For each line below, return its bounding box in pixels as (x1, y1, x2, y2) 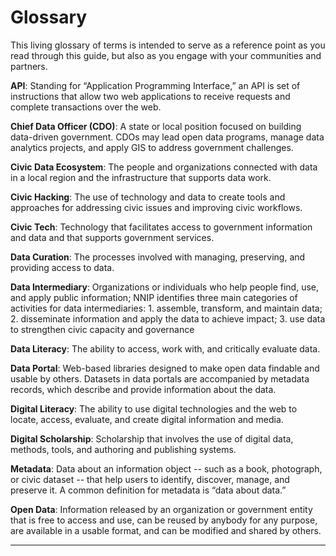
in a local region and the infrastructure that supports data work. (10, 171, 272, 183)
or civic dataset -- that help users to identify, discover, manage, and (10, 473, 290, 485)
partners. (10, 60, 48, 72)
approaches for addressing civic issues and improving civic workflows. (10, 201, 303, 213)
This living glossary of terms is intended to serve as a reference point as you (10, 39, 326, 51)
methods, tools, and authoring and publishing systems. (10, 443, 237, 455)
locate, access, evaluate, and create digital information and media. (10, 413, 284, 425)
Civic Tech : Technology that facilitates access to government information (10, 221, 313, 233)
